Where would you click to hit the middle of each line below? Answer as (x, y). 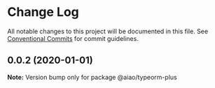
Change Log (43, 12)
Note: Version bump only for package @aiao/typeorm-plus (92, 77)
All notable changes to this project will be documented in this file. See (108, 31)
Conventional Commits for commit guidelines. (73, 38)
